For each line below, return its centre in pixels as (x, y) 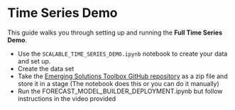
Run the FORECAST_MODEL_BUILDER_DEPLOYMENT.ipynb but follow (120, 91)
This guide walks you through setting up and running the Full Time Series (115, 32)
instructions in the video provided (67, 98)
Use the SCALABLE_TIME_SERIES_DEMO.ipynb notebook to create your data (122, 54)
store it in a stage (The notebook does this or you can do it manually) (119, 83)
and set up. (34, 61)
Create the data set (46, 68)
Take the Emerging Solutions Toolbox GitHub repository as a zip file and (123, 76)
